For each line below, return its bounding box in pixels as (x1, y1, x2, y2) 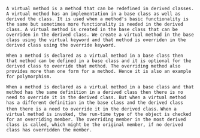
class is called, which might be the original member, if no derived (6, 122, 184, 128)
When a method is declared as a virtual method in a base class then (6, 53, 184, 59)
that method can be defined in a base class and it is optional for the (6, 58, 192, 64)
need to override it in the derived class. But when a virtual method (6, 94, 186, 100)
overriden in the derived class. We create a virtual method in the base (6, 32, 195, 38)
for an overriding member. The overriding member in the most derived (6, 116, 186, 122)
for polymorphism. (6, 73, 52, 79)
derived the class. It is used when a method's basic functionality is (6, 16, 189, 22)
